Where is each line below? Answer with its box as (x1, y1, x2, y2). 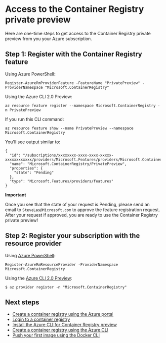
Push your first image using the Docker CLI (12, 332, 100, 338)
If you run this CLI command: (5, 116, 64, 122)
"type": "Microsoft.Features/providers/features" (9, 178, 114, 184)
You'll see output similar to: (5, 139, 61, 145)
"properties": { (9, 166, 43, 171)
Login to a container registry (12, 316, 70, 323)
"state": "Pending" (14, 170, 54, 175)
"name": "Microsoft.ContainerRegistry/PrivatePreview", (9, 161, 127, 167)
